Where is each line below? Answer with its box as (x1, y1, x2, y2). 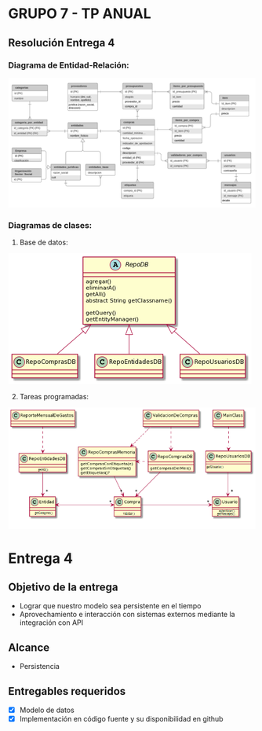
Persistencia (19, 662, 60, 671)
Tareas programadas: (19, 391, 89, 401)
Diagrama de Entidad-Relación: (8, 60, 129, 71)
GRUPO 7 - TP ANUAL (8, 5, 151, 23)
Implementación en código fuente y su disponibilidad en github (19, 714, 224, 724)
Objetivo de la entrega (8, 581, 118, 594)
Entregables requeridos (8, 685, 126, 698)
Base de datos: (19, 237, 68, 247)
